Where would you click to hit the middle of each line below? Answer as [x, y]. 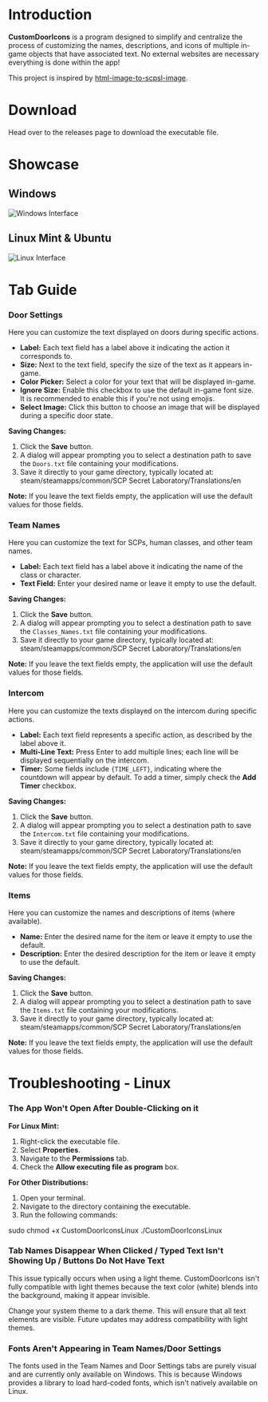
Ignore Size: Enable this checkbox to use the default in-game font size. [136, 390]
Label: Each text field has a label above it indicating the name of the [131, 567]
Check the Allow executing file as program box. [99, 1167]
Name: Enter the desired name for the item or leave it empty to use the [136, 937]
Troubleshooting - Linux [90, 1083]
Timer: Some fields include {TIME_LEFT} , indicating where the [120, 768]
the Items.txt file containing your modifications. [99, 1010]
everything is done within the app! [64, 62]
